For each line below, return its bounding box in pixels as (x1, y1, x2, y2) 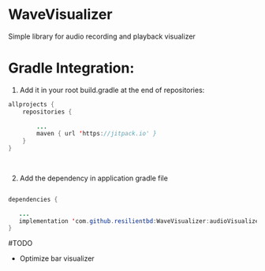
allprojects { (8, 100, 55, 108)
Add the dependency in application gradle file (19, 173, 168, 183)
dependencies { (8, 195, 58, 203)
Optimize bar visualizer (19, 254, 95, 263)
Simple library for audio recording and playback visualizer (8, 32, 196, 41)
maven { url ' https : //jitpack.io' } (36, 130, 157, 138)
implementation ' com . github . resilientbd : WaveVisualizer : (18, 217, 211, 225)
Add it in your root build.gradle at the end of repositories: (19, 85, 205, 95)
